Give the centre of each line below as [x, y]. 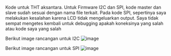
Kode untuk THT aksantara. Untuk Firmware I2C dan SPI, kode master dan [83, 7]
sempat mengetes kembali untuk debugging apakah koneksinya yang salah [84, 23]
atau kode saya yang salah [33, 29]
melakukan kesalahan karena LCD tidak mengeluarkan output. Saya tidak [82, 18]
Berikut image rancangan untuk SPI [42, 48]
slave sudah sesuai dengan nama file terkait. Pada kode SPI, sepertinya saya [86, 13]
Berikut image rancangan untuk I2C [43, 38]
